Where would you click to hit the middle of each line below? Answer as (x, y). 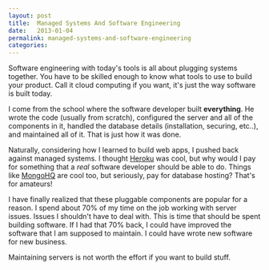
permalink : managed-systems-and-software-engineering (100, 38)
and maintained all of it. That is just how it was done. (95, 135)
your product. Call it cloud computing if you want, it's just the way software (132, 85)
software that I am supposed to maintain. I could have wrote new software (130, 233)
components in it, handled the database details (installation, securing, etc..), (133, 126)
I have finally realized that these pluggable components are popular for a (128, 200)
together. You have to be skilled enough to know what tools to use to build (130, 77)
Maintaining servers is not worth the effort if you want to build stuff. (119, 257)
